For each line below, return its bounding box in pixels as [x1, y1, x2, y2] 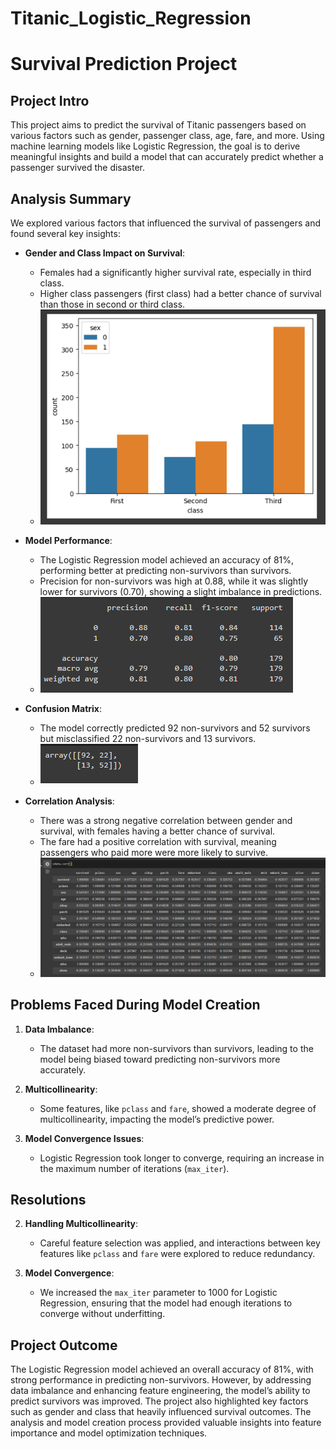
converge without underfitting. [39, 1308, 166, 1320]
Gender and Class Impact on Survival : [24, 247, 186, 259]
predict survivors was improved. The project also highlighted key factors [10, 1395, 309, 1407]
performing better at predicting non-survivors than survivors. [39, 565, 292, 577]
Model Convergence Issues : [24, 1132, 145, 1144]
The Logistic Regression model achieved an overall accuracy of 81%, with [10, 1363, 314, 1376]
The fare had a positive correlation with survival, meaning [39, 836, 277, 848]
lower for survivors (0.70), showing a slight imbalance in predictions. [39, 586, 323, 598]
